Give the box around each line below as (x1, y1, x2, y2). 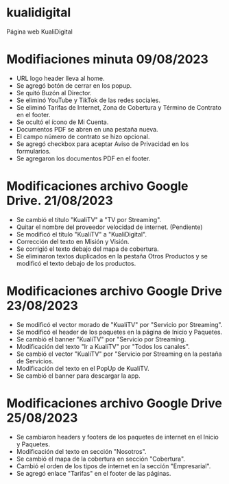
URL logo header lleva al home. (16, 74, 105, 82)
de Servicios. (16, 356, 54, 365)
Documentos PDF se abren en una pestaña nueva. (16, 125, 158, 133)
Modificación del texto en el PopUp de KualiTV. (16, 364, 149, 372)
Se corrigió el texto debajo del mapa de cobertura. (16, 245, 159, 253)
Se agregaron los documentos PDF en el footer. (16, 154, 151, 162)
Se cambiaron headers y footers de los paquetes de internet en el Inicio (16, 433, 219, 441)
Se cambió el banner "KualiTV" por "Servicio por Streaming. (16, 335, 186, 343)
